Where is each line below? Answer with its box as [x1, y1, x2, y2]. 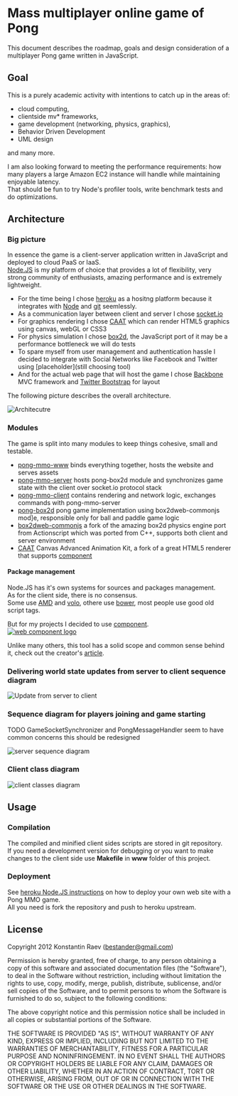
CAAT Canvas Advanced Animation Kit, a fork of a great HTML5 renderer [17, 543, 232, 552]
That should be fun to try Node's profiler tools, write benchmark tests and [7, 185, 224, 193]
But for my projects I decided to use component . [7, 619, 149, 628]
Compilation [7, 823, 51, 833]
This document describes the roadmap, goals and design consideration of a [7, 43, 229, 52]
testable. [7, 447, 33, 455]
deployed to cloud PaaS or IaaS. [7, 258, 102, 267]
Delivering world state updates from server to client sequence [7, 666, 226, 676]
